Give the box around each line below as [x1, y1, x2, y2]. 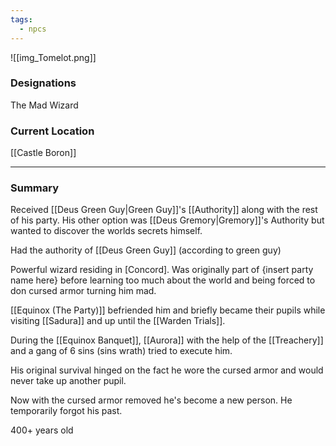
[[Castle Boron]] [10, 147, 77, 159]
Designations [10, 76, 77, 90]
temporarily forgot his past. [10, 405, 123, 417]
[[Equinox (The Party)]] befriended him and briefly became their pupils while [10, 304, 326, 316]
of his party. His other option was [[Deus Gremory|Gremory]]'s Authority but [10, 214, 325, 226]
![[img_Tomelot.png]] [10, 51, 97, 63]
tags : [10, 14, 33, 25]
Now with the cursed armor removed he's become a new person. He [10, 394, 293, 406]
